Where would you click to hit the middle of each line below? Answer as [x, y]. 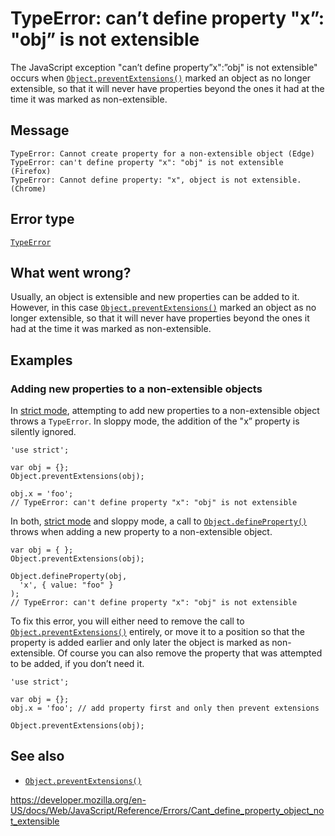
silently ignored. [43, 432]
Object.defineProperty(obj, [69, 577]
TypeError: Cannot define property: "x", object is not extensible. [156, 180]
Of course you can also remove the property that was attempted [190, 653]
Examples [41, 360]
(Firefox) [31, 171]
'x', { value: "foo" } [66, 585]
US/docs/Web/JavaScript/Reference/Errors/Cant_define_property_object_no [167, 810]
